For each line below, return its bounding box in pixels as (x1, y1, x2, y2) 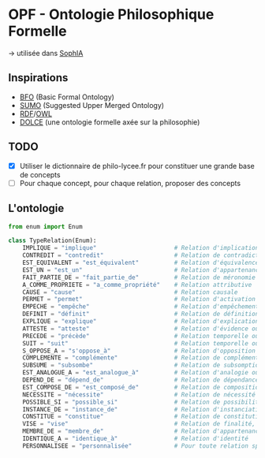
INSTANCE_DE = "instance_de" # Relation (22, 405, 211, 413)
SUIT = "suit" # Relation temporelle (22, 339, 248, 348)
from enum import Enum (8, 222, 83, 230)
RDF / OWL (19, 109, 53, 118)
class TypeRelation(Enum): (8, 236, 97, 245)
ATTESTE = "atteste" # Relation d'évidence (22, 325, 248, 333)
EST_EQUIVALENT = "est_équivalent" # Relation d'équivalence (22, 259, 259, 266)
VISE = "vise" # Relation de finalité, (22, 420, 256, 428)
